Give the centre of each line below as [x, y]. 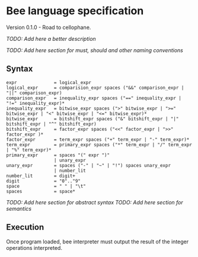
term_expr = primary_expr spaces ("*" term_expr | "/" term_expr [99, 144]
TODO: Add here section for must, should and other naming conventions [95, 50]
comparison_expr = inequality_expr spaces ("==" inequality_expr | [94, 98]
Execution [25, 227]
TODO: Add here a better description [51, 38]
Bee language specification [75, 11]
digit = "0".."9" [44, 181]
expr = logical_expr [49, 82]
